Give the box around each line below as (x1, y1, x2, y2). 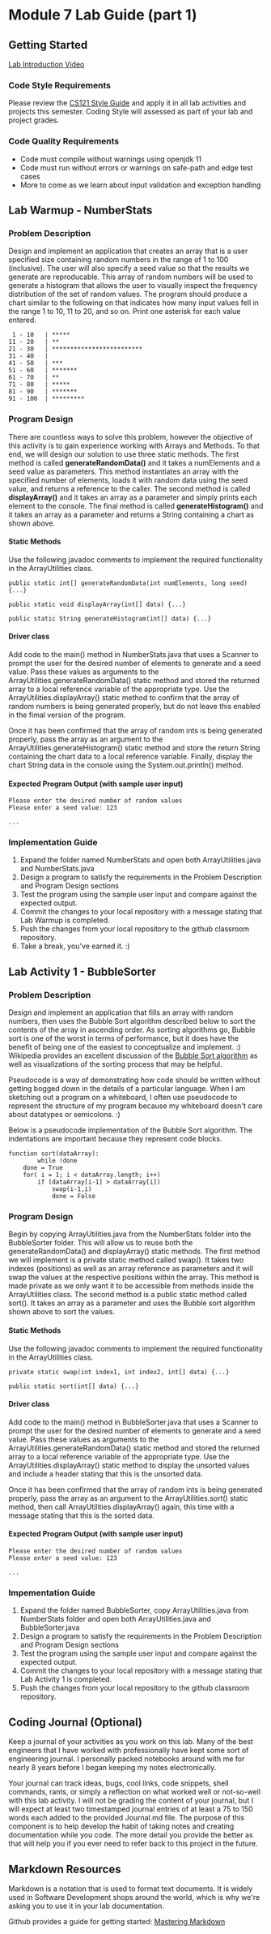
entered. (8, 315, 36, 325)
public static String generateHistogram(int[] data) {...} (8, 614, 212, 622)
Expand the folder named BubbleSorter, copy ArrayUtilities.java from (19, 1605, 249, 1615)
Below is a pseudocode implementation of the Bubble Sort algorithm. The (8, 1125, 253, 1135)
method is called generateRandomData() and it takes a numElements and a (8, 458, 260, 467)
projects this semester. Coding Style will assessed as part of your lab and (8, 107, 253, 117)
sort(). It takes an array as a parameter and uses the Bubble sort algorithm (8, 1298, 256, 1308)
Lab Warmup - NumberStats (8, 203, 153, 217)
